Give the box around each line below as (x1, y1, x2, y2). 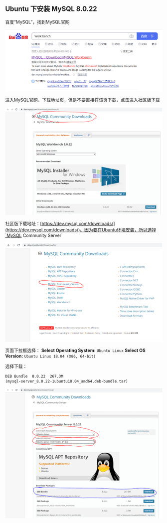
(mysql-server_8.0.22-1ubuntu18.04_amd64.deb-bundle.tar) (5, 379, 128, 384)
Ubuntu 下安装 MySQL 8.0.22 (5, 4, 97, 13)
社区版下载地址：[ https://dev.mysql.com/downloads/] (5, 221, 115, 227)
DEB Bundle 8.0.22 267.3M (5, 374, 64, 379)
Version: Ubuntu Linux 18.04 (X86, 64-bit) (5, 353, 96, 359)
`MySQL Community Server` (5, 232, 63, 238)
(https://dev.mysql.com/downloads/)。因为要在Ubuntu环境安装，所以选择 (5, 227, 157, 233)
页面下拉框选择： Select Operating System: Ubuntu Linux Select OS (5, 348, 146, 353)
